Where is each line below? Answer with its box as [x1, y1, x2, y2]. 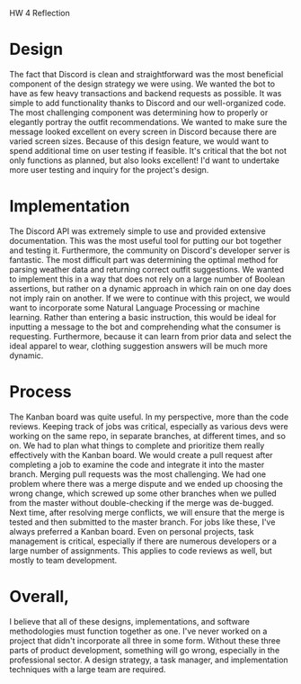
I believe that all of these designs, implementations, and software [9, 616, 250, 626]
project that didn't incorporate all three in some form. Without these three [9, 634, 281, 646]
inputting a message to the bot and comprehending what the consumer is [9, 321, 281, 332]
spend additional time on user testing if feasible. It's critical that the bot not [9, 145, 288, 156]
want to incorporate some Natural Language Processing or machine [9, 301, 261, 313]
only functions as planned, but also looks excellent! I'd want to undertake [9, 155, 280, 166]
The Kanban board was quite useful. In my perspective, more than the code [9, 411, 289, 422]
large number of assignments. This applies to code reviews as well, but [9, 544, 272, 556]
